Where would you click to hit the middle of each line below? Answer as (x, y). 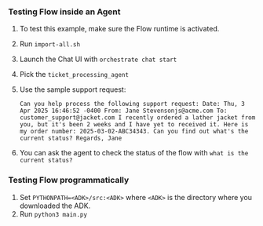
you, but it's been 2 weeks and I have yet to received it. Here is (134, 125)
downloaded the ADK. (55, 206)
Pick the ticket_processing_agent (74, 75)
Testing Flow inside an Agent (64, 12)
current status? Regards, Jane (71, 139)
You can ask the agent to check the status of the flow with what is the (134, 153)
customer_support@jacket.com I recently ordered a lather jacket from (137, 118)
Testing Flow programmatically (69, 180)
